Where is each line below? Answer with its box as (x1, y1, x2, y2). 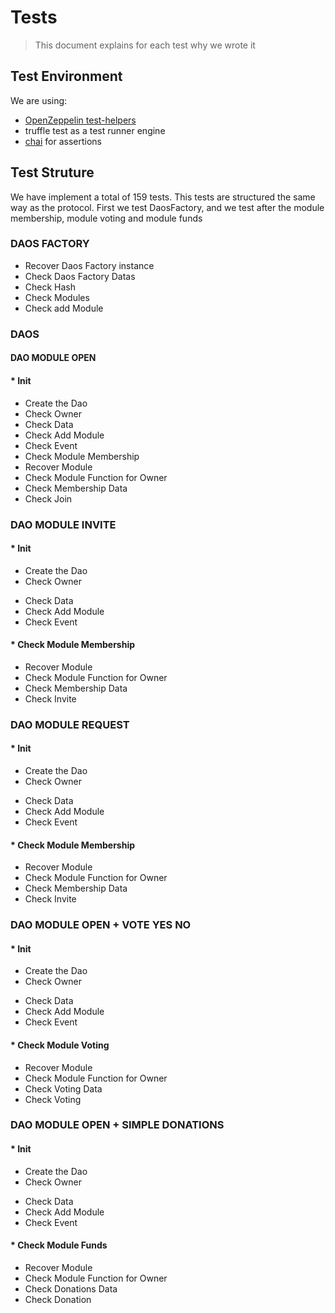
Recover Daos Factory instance (24, 259, 155, 271)
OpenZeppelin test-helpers (24, 114, 137, 126)
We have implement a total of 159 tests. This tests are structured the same (10, 191, 316, 203)
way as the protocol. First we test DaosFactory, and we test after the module (10, 201, 325, 213)
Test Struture (10, 164, 95, 181)
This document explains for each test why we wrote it (34, 39, 256, 51)
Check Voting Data (24, 1082, 103, 1095)
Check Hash (24, 281, 77, 293)
